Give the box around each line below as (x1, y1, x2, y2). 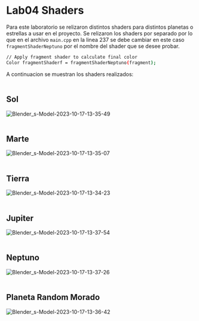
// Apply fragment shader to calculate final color (6, 54, 137, 60)
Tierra (6, 173, 30, 183)
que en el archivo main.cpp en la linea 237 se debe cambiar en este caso (6, 36, 185, 43)
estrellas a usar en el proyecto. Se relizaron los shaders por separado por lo (6, 29, 193, 37)
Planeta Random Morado (6, 292, 100, 302)
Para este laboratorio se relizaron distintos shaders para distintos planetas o (6, 23, 194, 31)
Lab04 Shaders (6, 4, 84, 17)
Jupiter (6, 213, 34, 223)
